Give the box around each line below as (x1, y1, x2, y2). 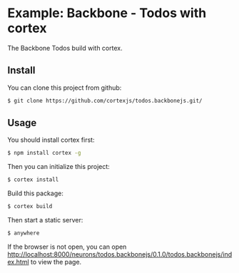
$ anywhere (7, 230, 40, 237)
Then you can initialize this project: (7, 163, 111, 171)
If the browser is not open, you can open (7, 242, 127, 251)
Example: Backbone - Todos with (7, 5, 207, 21)
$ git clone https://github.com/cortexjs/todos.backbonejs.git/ (7, 97, 203, 104)
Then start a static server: (7, 216, 83, 225)
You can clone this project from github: (7, 83, 122, 92)
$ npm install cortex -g (7, 150, 81, 157)
